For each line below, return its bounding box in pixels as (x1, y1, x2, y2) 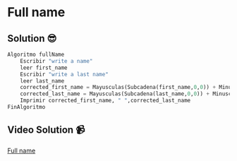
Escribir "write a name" (20, 57, 93, 64)
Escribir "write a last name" (20, 71, 109, 78)
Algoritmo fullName (7, 51, 65, 58)
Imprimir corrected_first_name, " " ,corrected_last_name (20, 97, 191, 105)
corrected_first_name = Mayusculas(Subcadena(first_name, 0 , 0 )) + (20, 84, 217, 91)
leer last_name (20, 77, 65, 85)
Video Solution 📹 (7, 124, 85, 136)
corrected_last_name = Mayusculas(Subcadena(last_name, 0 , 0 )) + (20, 90, 210, 97)
